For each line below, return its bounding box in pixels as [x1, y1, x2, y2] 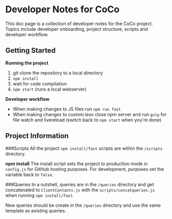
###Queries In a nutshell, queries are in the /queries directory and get [5, 181, 154, 187]
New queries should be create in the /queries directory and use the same [5, 202, 161, 208]
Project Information [5, 132, 69, 140]
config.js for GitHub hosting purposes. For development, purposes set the [5, 166, 164, 172]
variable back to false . [5, 171, 54, 178]
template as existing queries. [5, 207, 66, 213]
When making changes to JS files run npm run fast [12, 106, 121, 112]
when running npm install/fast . [5, 192, 74, 198]
